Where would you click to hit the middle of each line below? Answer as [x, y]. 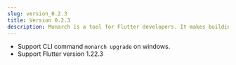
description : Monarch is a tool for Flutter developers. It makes [106, 27]
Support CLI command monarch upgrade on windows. [94, 47]
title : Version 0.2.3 [39, 20]
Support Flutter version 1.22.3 [60, 54]
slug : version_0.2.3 [38, 14]
